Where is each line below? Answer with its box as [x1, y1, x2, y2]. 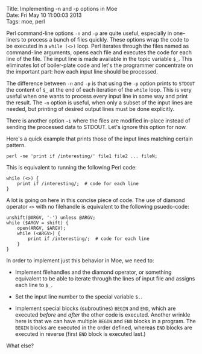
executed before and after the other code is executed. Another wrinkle [14, 311, 191, 318]
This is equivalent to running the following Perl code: [6, 164, 137, 171]
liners [6, 36, 20, 43]
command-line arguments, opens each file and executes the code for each [6, 49, 192, 56]
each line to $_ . [14, 282, 53, 288]
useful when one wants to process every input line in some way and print [6, 93, 188, 100]
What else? [6, 342, 34, 349]
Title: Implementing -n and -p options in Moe [6, 5, 118, 12]
